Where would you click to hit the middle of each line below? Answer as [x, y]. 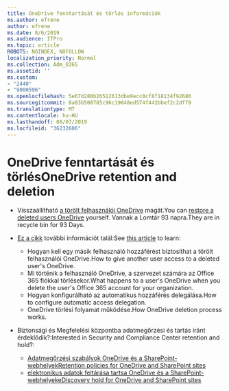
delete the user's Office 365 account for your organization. [110, 288]
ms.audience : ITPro [35, 39]
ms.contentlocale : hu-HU [43, 115]
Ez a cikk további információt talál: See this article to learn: [99, 238]
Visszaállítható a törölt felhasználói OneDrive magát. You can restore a [115, 211]
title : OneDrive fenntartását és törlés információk [84, 13]
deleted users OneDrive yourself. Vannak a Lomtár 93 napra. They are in [118, 217]
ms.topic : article [33, 45]
